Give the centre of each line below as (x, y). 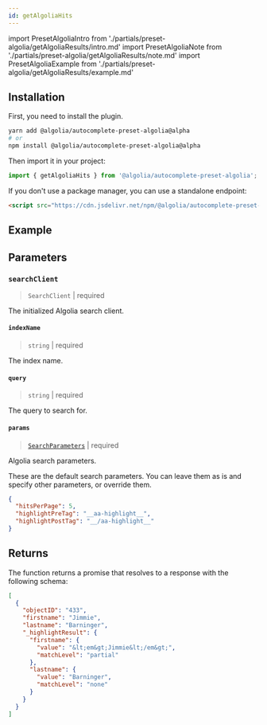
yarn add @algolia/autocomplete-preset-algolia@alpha (99, 131)
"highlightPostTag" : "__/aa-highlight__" (85, 521)
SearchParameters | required (73, 445)
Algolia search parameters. (52, 460)
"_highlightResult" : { (60, 633)
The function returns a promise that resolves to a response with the (118, 572)
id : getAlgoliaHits (41, 16)
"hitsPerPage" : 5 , (46, 507)
